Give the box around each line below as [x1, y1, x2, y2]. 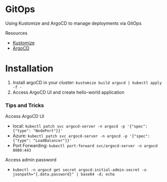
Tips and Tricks [5, 102, 45, 109]
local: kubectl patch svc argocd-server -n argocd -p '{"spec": [12, 123, 148, 129]
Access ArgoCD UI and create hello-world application [12, 89, 125, 95]
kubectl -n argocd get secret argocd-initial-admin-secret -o [12, 167, 147, 172]
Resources [5, 30, 28, 36]
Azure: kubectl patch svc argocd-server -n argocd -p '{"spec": [12, 133, 150, 139]
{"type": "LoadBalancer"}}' [12, 138, 72, 143]
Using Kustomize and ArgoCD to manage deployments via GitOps [5, 20, 142, 26]
